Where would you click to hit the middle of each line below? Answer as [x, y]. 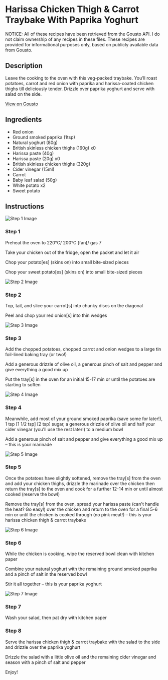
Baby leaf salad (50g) [35, 180]
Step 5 [13, 467]
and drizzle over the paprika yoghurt [43, 647]
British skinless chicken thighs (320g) [51, 164]
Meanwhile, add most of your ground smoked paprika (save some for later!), [84, 419]
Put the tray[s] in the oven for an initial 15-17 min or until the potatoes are [80, 379]
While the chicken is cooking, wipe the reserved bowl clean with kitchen [80, 554]
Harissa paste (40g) [33, 153]
